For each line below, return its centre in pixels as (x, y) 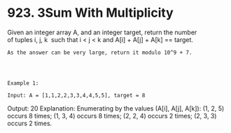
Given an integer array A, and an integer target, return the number (102, 32)
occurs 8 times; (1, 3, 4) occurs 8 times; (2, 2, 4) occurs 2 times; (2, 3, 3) (112, 115)
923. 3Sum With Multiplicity (90, 13)
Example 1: (23, 83)
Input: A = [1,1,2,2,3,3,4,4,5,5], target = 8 (76, 95)
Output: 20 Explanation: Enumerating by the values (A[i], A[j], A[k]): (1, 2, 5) (116, 108)
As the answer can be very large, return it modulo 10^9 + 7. (100, 52)
